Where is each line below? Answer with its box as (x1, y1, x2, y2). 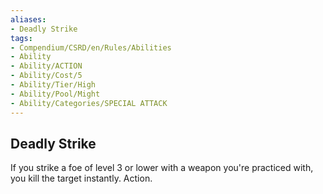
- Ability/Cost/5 (10, 71, 83, 81)
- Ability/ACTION (10, 61, 83, 71)
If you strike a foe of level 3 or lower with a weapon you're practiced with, (10, 162, 314, 174)
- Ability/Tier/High (10, 80, 97, 90)
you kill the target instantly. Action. (10, 172, 153, 185)
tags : (10, 33, 33, 43)
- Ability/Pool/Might (10, 89, 101, 99)
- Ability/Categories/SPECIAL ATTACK (10, 98, 168, 108)
